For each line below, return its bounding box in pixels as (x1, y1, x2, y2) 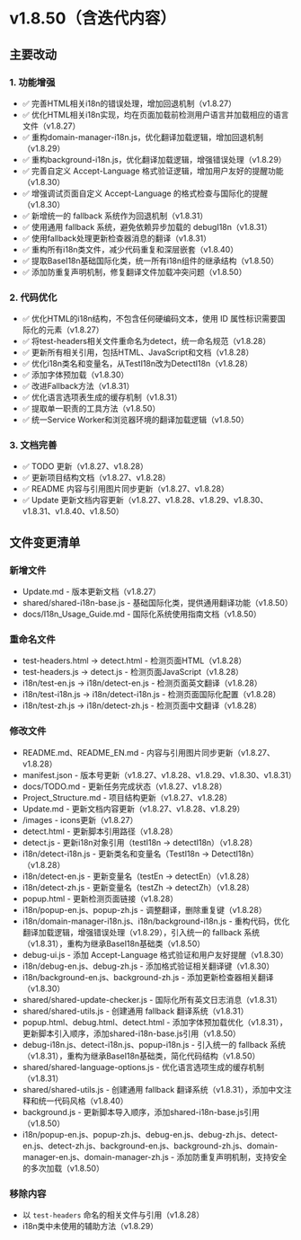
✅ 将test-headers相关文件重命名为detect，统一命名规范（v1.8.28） (22, 336, 271, 347)
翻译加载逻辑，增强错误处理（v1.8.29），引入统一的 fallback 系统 (22, 926, 261, 937)
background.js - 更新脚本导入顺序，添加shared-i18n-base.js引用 (22, 1106, 261, 1117)
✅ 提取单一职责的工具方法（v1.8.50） (22, 403, 161, 414)
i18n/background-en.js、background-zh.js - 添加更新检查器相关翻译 (22, 971, 274, 982)
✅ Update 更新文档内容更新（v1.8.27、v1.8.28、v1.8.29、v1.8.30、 (22, 495, 269, 506)
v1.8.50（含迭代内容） (9, 8, 177, 29)
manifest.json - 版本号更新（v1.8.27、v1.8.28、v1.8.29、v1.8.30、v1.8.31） (22, 769, 297, 780)
